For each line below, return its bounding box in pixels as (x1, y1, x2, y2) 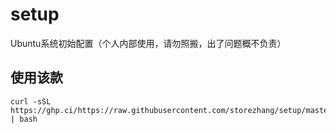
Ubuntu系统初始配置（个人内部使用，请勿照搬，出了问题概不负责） (10, 37, 287, 49)
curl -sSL (10, 96, 52, 107)
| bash (10, 114, 38, 124)
